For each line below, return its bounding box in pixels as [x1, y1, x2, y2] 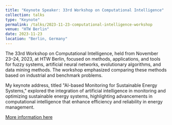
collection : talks [5, 12, 45, 17]
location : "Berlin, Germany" [5, 37, 68, 42]
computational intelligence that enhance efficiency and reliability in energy [5, 98, 163, 104]
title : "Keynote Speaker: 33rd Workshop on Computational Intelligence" [5, 7, 164, 13]
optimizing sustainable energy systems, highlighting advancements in [5, 93, 153, 99]
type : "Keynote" [5, 17, 40, 22]
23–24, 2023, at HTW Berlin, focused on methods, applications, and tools [5, 56, 161, 62]
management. [5, 104, 35, 110]
